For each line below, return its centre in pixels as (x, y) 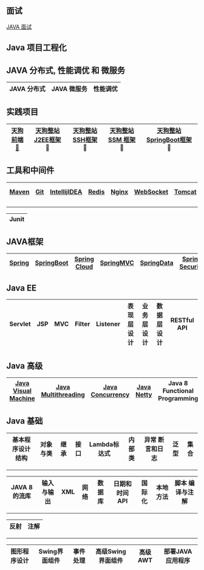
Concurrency (110, 395)
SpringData (157, 263)
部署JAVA (178, 551)
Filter (83, 324)
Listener (108, 324)
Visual (22, 391)
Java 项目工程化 (36, 48)
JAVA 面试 (19, 27)
